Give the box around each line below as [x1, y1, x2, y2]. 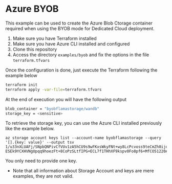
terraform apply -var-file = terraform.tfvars [5, 87, 102, 92]
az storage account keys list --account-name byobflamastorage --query [5, 135, 161, 141]
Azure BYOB [5, 3, 59, 15]
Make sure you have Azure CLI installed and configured [12, 40, 130, 47]
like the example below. [5, 126, 55, 132]
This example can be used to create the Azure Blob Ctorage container [5, 20, 153, 26]
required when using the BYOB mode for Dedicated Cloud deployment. [5, 25, 155, 31]
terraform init [5, 82, 38, 87]
